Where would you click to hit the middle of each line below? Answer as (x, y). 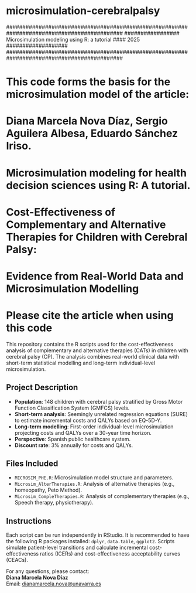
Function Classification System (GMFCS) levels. (72, 408)
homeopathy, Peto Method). (48, 490)
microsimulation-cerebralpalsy (83, 11)
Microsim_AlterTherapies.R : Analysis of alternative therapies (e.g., (94, 484)
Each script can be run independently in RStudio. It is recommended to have (98, 535)
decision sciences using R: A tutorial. (98, 185)
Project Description (42, 388)
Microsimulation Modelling (73, 289)
